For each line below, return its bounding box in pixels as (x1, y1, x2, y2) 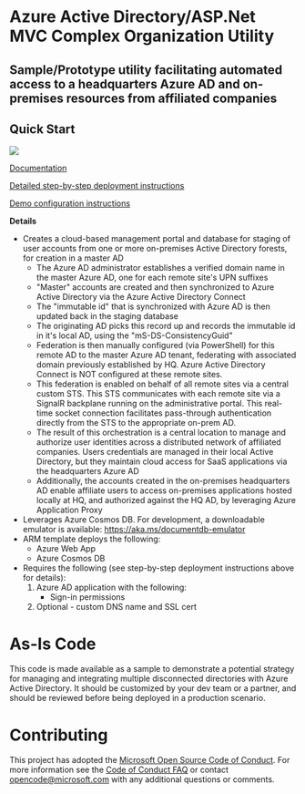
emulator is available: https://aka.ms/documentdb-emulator (22, 524, 246, 535)
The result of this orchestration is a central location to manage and (36, 427, 287, 438)
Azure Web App (36, 543, 96, 554)
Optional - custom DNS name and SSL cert (36, 602, 198, 613)
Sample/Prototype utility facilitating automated (9, 62, 283, 77)
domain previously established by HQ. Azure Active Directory (36, 359, 266, 370)
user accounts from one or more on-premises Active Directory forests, (22, 243, 288, 254)
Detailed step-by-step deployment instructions (9, 180, 185, 191)
